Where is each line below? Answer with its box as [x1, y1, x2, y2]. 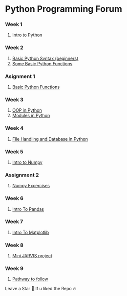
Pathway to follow [12, 276, 48, 282]
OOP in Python [12, 107, 42, 113]
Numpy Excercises [12, 183, 50, 189]
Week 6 [5, 195, 23, 202]
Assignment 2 [5, 172, 39, 178]
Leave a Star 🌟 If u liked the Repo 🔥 [5, 286, 77, 292]
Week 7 [5, 218, 23, 225]
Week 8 [5, 242, 23, 248]
